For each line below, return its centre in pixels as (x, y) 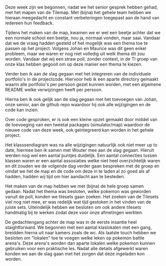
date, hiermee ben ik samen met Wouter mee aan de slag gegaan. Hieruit (80, 150)
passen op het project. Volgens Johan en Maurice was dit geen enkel (76, 48)
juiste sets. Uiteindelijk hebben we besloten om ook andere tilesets (73, 207)
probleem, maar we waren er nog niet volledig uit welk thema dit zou (75, 54)
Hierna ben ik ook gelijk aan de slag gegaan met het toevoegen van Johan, (81, 99)
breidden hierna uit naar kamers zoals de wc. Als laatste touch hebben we (81, 233)
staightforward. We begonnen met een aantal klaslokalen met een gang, (79, 227)
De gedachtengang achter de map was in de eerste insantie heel (71, 222)
